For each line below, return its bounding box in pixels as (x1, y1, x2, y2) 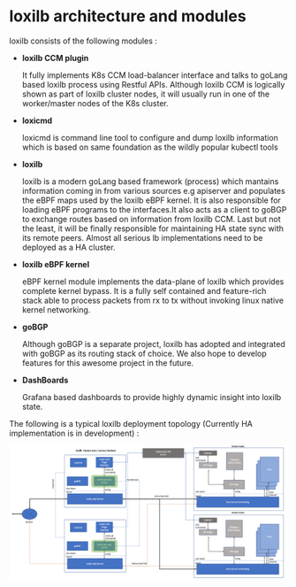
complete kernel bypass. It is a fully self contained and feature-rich (21, 285, 267, 296)
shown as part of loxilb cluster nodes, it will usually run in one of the (21, 89, 270, 99)
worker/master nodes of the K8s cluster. (21, 97, 170, 108)
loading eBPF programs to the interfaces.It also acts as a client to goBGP (21, 204, 287, 214)
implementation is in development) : (9, 428, 140, 438)
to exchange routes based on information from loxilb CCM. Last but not (21, 213, 281, 224)
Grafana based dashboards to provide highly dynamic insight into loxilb (21, 391, 282, 402)
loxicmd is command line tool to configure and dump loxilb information (21, 132, 278, 143)
